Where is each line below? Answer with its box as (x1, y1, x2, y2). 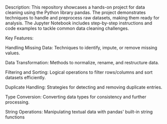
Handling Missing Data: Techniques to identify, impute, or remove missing (5, 45, 157, 50)
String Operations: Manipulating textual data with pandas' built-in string (5, 109, 153, 115)
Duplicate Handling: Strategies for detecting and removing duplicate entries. (5, 84, 162, 90)
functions (5, 114, 25, 120)
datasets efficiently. (5, 75, 46, 80)
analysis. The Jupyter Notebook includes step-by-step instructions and (5, 20, 152, 26)
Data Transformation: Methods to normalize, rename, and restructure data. (5, 60, 159, 65)
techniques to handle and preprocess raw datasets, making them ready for (5, 15, 159, 20)
